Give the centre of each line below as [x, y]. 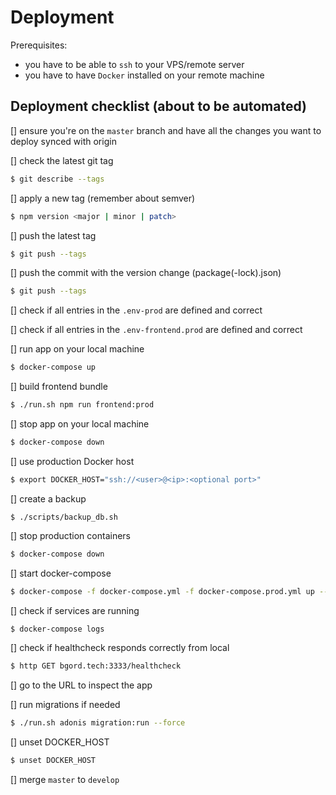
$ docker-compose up [53, 367]
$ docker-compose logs [57, 629]
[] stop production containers [70, 535]
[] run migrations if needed [65, 705]
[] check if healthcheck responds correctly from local [120, 648]
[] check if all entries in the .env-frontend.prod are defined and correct [156, 330]
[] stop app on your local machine [80, 424]
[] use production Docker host [72, 461]
